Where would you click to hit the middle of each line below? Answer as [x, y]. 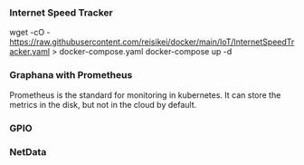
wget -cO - [30, 33]
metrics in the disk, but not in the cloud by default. [103, 104]
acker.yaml [30, 52]
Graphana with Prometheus [71, 75]
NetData [28, 152]
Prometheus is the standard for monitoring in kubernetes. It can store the [145, 95]
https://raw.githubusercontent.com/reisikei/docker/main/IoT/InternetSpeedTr [152, 42]
